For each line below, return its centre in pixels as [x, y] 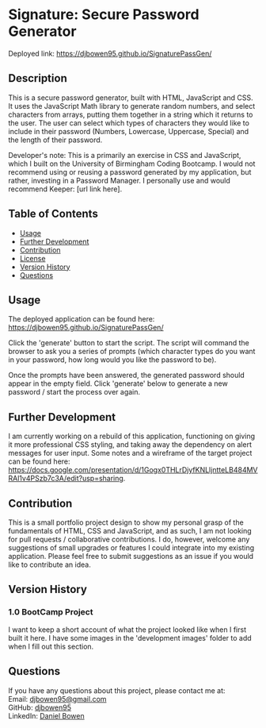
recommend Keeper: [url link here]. [65, 189]
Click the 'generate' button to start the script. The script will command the [129, 343]
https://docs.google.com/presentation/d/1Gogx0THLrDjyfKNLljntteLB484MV [133, 470]
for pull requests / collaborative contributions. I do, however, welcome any [129, 539]
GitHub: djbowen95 [40, 707]
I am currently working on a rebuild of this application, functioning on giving [132, 436]
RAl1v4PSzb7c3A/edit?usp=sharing [66, 479]
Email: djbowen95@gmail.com [57, 699]
